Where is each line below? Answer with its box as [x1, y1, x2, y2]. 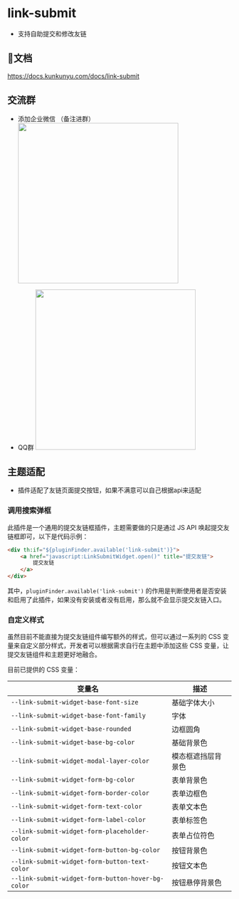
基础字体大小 [171, 698, 215, 708]
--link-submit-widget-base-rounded [11, 725, 132, 733]
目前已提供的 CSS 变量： [7, 665, 80, 674]
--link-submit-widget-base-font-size [11, 698, 139, 707]
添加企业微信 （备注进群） [17, 114, 95, 123]
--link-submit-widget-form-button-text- [11, 858, 149, 866]
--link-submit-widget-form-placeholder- [11, 828, 149, 836]
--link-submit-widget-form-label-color [11, 816, 146, 824]
